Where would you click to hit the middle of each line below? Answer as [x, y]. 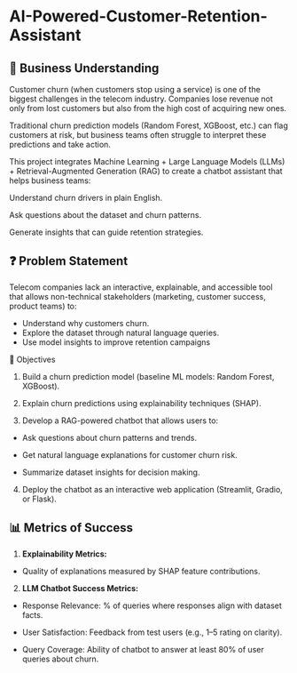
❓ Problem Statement [69, 261]
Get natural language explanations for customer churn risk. [129, 454]
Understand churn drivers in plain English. [86, 198]
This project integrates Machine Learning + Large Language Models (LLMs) [147, 161]
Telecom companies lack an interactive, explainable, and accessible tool [141, 287]
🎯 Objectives [32, 359]
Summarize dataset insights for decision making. [111, 472]
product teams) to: [43, 306]
